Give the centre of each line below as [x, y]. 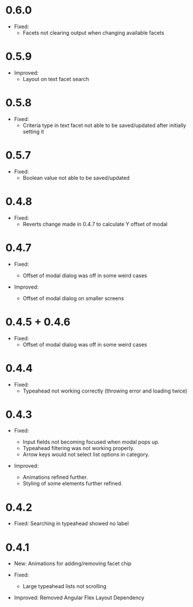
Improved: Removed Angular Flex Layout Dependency [79, 598]
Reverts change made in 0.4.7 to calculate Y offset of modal [95, 224]
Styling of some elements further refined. [72, 484]
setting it [33, 131]
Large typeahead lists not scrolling [65, 586]
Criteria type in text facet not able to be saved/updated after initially [104, 125]
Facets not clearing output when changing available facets [94, 32]
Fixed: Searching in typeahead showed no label [71, 524]
